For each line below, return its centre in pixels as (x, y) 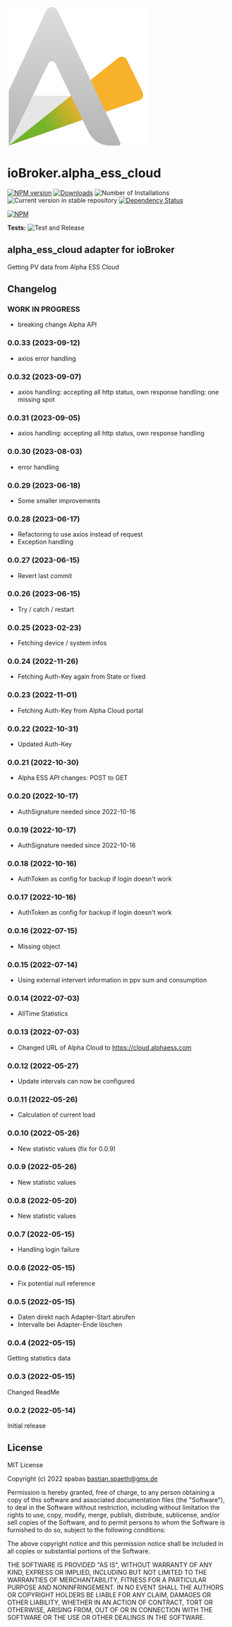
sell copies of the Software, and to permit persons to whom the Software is (116, 1522)
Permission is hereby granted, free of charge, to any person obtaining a (111, 1492)
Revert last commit (45, 575)
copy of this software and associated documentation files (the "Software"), (116, 1500)
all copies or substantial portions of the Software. (79, 1551)
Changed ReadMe (33, 1392)
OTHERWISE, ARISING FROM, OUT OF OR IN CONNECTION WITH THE (110, 1609)
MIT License (25, 1464)
